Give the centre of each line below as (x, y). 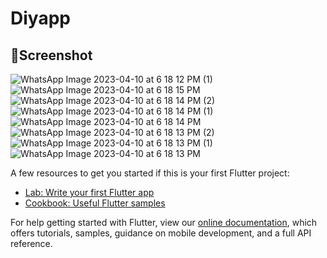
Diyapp (40, 18)
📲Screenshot (51, 55)
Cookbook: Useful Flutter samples (95, 203)
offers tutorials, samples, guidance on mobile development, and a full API (161, 233)
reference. (31, 243)
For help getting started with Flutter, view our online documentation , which (164, 222)
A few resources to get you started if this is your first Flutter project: (150, 173)
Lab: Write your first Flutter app (89, 192)
